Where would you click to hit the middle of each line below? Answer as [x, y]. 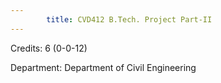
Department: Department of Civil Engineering [103, 67]
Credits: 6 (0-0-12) [49, 48]
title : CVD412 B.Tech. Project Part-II [129, 19]
